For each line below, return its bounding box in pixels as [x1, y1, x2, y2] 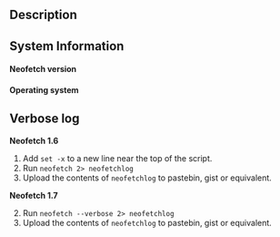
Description [9, 7, 77, 23]
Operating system [9, 84, 79, 95]
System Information [9, 38, 125, 54]
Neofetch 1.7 [9, 190, 58, 201]
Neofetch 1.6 [9, 135, 59, 146]
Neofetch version [9, 64, 77, 75]
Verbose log [9, 111, 80, 127]
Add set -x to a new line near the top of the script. [22, 152, 213, 163]
